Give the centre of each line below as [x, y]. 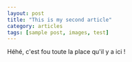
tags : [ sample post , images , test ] [58, 32]
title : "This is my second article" [59, 20]
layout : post [26, 13]
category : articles [35, 26]
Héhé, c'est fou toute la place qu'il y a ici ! [66, 52]
